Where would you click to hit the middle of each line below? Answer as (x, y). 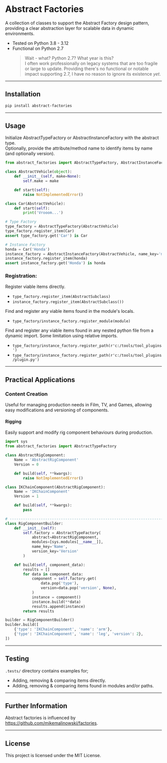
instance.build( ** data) (56, 602)
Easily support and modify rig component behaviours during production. (79, 432)
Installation (23, 94)
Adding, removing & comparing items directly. (59, 680)
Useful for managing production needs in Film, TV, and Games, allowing (79, 405)
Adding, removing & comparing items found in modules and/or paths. (83, 685)
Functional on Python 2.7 (38, 48)
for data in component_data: (53, 574)
